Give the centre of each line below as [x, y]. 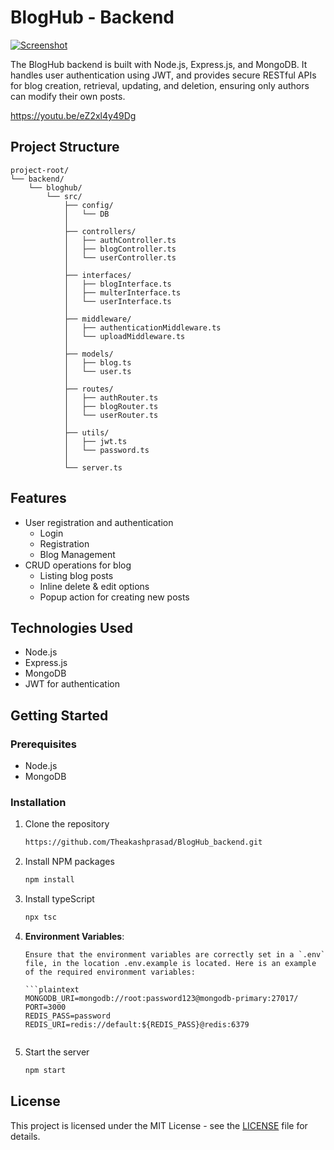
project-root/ [40, 170]
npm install [49, 880]
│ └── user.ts [97, 371]
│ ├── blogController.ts [120, 249]
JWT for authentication [72, 684]
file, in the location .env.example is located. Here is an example [170, 963]
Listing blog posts [76, 575]
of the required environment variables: [110, 972]
